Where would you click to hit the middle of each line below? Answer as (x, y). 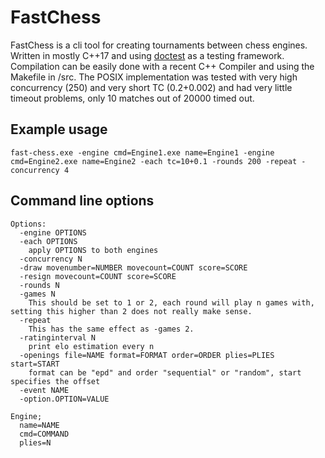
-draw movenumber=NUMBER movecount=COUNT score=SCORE (133, 267)
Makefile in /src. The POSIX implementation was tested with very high (154, 77)
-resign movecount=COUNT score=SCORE (98, 276)
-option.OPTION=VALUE (64, 399)
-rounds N (39, 285)
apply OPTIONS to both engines (93, 250)
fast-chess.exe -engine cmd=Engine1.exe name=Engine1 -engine (142, 152)
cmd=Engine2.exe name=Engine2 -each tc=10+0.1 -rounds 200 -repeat (154, 161)
